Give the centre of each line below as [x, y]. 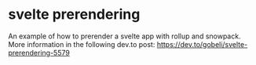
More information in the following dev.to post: [82, 44]
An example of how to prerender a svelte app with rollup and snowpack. [124, 36]
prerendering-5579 [39, 52]
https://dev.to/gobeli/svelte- [202, 44]
